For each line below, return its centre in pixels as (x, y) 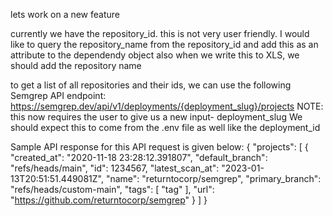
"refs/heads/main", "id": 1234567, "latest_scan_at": (115, 168)
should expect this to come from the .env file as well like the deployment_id (165, 127)
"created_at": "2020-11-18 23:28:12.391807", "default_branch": (139, 157)
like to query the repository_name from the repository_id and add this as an (164, 44)
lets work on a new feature (65, 14)
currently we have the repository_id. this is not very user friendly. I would (160, 33)
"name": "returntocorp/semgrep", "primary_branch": (213, 178)
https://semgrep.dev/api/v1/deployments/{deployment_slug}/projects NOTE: (167, 106)
